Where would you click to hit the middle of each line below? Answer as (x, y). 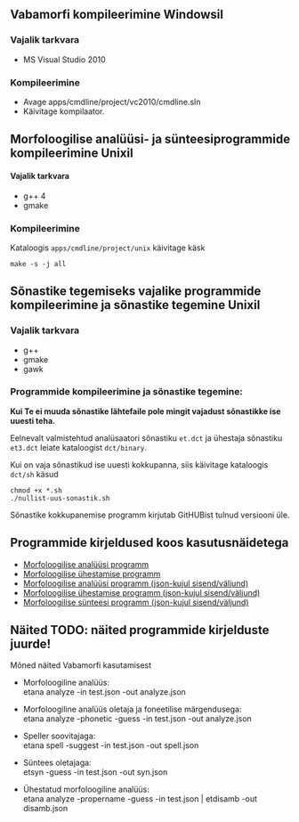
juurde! (31, 644)
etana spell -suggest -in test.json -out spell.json (111, 745)
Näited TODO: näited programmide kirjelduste (140, 630)
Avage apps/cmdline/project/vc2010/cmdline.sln (112, 102)
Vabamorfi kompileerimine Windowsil (117, 15)
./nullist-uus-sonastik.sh (60, 498)
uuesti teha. (33, 420)
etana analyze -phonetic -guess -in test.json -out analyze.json (137, 719)
